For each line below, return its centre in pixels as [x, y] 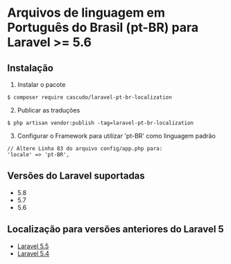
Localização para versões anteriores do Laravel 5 [115, 230]
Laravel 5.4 [33, 253]
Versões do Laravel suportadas [76, 176]
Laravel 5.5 [33, 246]
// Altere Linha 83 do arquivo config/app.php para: [85, 149]
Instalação [31, 68]
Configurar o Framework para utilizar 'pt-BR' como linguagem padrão [117, 136]
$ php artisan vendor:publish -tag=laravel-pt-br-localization [101, 123]
